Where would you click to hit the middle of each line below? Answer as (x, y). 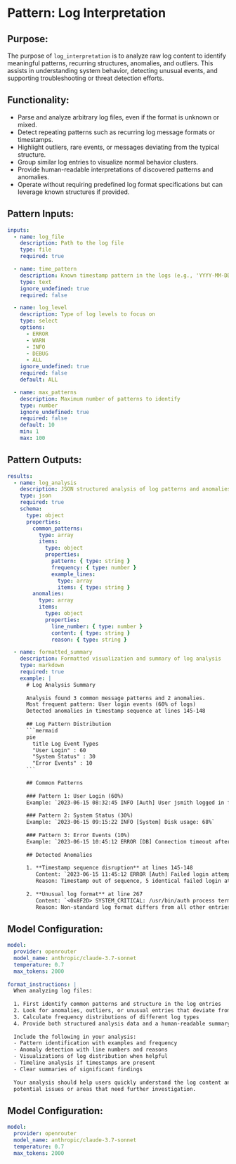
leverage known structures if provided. (73, 192)
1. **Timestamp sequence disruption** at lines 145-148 (109, 868)
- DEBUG (37, 354)
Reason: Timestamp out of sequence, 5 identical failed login (128, 881)
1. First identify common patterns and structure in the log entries (117, 1004)
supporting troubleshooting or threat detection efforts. (86, 78)
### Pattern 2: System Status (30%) (79, 816)
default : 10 (37, 425)
